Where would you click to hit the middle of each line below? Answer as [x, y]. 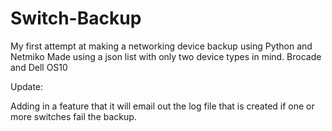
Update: [27, 86]
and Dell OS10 [39, 67]
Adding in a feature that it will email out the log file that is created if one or [162, 106]
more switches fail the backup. [73, 116]
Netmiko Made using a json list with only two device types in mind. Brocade [166, 56]
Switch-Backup [76, 18]
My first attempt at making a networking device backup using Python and [161, 46]
